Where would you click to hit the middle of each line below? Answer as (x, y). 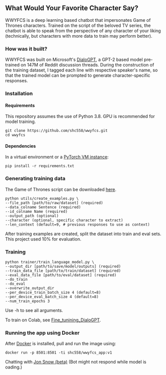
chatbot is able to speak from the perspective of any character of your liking (83, 31)
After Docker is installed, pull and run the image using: (61, 344)
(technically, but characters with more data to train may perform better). (79, 36)
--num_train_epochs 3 (28, 301)
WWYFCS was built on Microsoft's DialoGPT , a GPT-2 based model (74, 60)
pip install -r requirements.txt (40, 166)
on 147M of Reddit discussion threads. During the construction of (87, 65)
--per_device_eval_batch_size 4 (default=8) (52, 297)
